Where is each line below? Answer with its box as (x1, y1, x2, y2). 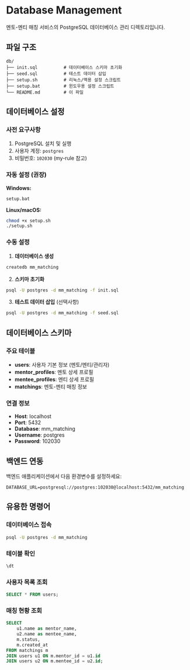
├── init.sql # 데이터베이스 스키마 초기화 (6, 64, 123, 70)
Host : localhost (14, 413, 51, 420)
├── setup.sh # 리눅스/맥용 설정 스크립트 (6, 77, 121, 83)
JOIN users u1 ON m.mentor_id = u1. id (6, 653, 101, 659)
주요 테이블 (6, 346, 36, 355)
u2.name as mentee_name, (16, 631, 77, 637)
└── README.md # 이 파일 (6, 89, 84, 95)
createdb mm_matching (6, 264, 59, 270)
